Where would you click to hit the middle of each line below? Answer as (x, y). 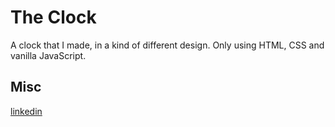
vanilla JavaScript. (48, 55)
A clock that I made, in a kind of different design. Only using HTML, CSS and (167, 45)
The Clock (53, 17)
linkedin (26, 111)
